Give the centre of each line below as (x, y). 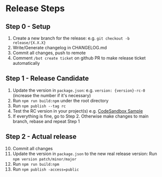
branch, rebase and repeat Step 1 (46, 121)
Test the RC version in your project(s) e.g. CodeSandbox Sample (78, 111)
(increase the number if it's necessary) (52, 95)
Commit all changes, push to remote (49, 53)
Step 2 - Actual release (41, 137)
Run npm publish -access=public (46, 169)
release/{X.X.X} (29, 43)
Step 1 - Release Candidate (47, 79)
